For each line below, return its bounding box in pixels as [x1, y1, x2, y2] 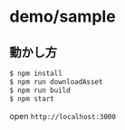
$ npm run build [9, 86, 71, 95]
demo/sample [9, 6, 116, 27]
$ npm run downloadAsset [9, 77, 103, 87]
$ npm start [9, 94, 54, 103]
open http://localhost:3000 [9, 110, 116, 121]
